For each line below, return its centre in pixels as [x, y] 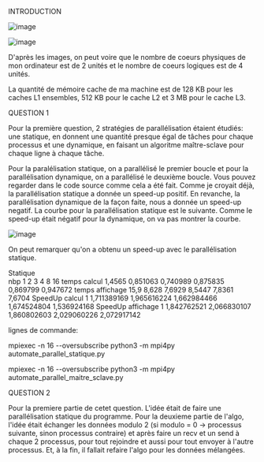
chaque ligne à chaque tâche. [56, 153]
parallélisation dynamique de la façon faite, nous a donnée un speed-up [125, 202]
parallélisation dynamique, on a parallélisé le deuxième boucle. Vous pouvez [132, 177]
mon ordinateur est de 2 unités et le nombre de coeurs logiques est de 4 [126, 65]
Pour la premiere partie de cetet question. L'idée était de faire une [115, 408]
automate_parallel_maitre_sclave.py [66, 377]
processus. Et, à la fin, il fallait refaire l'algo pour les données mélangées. [127, 450]
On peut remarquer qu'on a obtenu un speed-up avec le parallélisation [123, 249]
